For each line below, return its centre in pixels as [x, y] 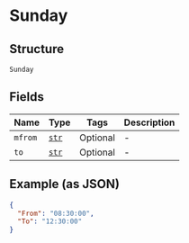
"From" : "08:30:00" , [56, 213]
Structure [37, 49]
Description [149, 122]
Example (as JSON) [64, 184]
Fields [27, 97]
